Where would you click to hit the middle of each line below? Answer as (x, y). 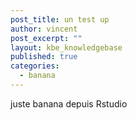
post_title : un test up (60, 19)
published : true (44, 57)
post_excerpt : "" (46, 38)
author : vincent (44, 29)
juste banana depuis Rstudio (69, 103)
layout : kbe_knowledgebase (66, 47)
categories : (35, 66)
